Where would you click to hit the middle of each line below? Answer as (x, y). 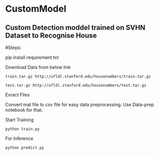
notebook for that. (24, 110)
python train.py (22, 129)
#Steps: (13, 48)
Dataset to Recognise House (51, 35)
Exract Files (18, 95)
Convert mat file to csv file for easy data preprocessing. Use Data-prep (80, 105)
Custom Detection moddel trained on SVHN (75, 28)
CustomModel (36, 9)
